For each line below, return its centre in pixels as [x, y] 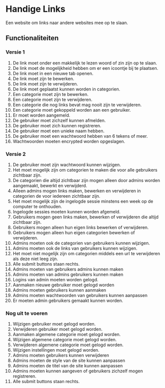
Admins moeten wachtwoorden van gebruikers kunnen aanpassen [80, 295]
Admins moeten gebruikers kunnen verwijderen [61, 356]
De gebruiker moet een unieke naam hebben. [59, 131]
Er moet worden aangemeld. [41, 115]
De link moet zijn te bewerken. [43, 78]
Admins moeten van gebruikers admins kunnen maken [68, 269]
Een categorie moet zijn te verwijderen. [52, 99]
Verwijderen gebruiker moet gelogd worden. [58, 329]
